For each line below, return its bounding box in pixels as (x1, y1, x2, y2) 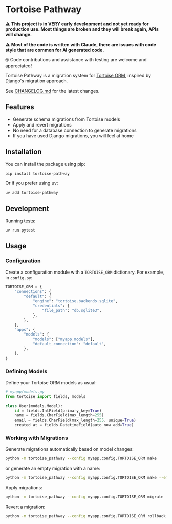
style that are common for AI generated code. (5, 47, 104, 53)
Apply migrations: (5, 485, 42, 491)
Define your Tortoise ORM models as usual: (5, 379, 97, 385)
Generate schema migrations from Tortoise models (12, 116, 120, 122)
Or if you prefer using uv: (5, 180, 58, 186)
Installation (5, 148, 42, 156)
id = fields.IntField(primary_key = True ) (14, 408, 102, 413)
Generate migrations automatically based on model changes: (5, 446, 134, 452)
